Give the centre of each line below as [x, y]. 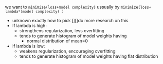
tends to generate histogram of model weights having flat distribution [89, 56]
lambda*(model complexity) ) [35, 12]
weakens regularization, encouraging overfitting [67, 51]
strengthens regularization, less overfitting [62, 31]
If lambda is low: [28, 46]
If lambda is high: [29, 26]
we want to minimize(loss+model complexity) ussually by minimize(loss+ [78, 7]
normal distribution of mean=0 [57, 41]
